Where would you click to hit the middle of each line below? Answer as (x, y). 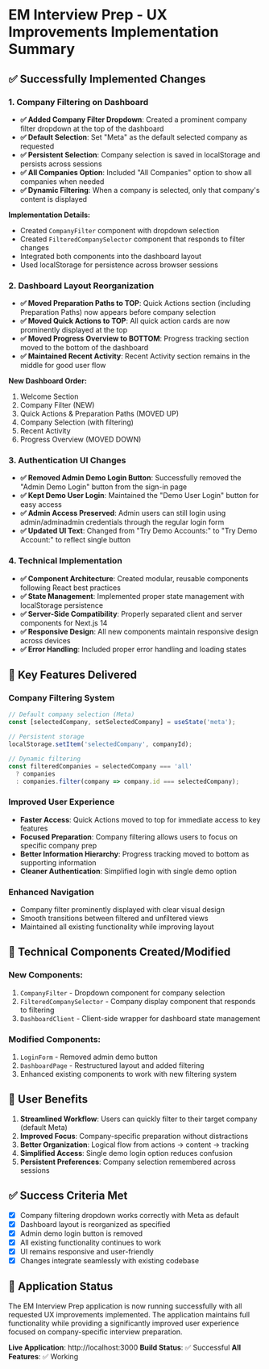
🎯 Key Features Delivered (73, 675)
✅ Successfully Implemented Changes (107, 79)
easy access (41, 504)
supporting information (58, 862)
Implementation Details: (50, 215)
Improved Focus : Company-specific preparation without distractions (134, 1136)
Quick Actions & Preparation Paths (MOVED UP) (99, 414)
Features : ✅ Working (43, 1356)
